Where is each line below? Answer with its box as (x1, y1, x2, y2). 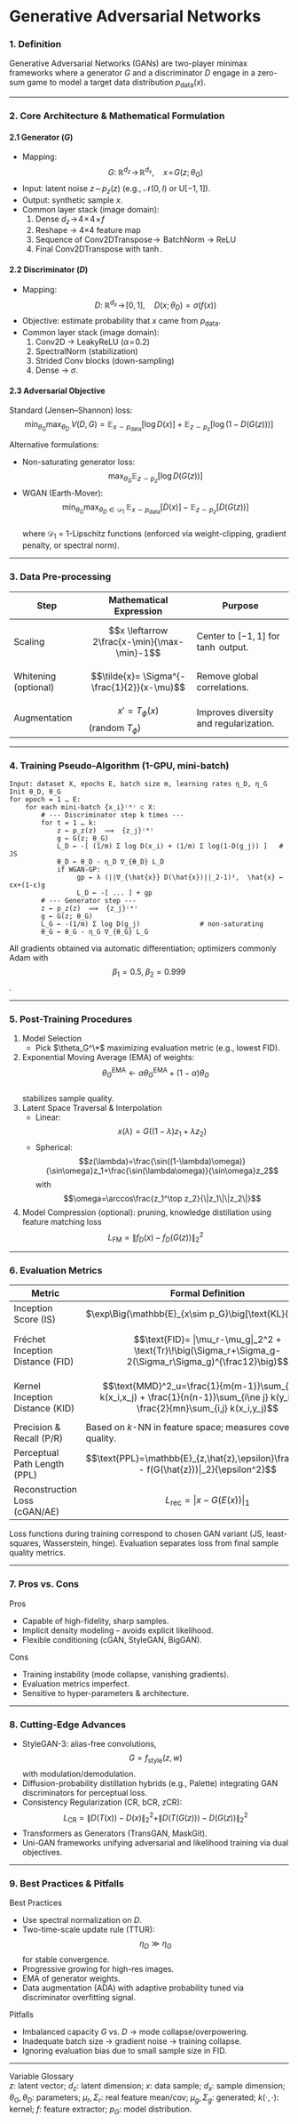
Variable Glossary (9, 2071, 74, 2082)
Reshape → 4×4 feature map (35, 225, 141, 236)
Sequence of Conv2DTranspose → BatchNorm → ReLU (35, 234, 237, 245)
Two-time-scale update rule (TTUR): (21, 1924, 155, 1935)
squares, (9, 1538, 42, 1549)
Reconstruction (13, 1484, 78, 1496)
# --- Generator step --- (41, 897, 137, 905)
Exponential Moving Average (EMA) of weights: (21, 1052, 195, 1063)
